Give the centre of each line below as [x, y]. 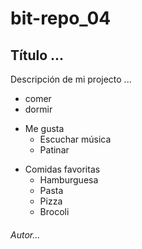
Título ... [37, 55]
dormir [38, 109]
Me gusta [44, 128]
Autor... [25, 234]
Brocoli [54, 211]
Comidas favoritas [62, 169]
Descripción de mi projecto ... [71, 79]
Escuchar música [75, 139]
